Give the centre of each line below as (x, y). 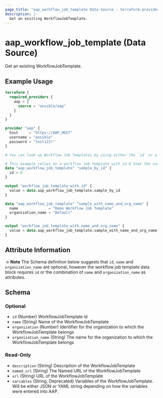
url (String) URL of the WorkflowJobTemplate (57, 376)
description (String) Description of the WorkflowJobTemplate (73, 366)
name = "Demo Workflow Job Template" (62, 208)
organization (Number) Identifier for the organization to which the (78, 327)
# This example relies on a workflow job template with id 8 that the (78, 164)
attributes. (15, 277)
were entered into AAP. (35, 391)
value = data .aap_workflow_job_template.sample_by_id (65, 190)
